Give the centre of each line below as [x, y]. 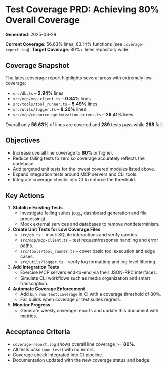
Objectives [23, 141]
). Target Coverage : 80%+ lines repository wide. [78, 49]
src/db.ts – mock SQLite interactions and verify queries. [79, 235]
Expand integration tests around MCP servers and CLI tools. [75, 174]
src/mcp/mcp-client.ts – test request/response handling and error [89, 240]
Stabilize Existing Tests [38, 208]
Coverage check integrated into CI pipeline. [58, 355]
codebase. [24, 163]
